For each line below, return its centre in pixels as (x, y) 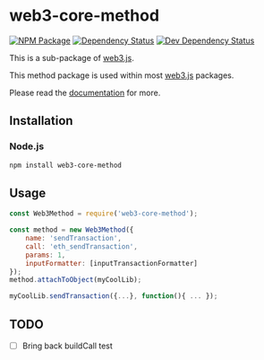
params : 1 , (46, 255)
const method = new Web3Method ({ (72, 230)
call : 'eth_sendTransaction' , (82, 246)
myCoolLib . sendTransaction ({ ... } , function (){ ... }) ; (114, 296)
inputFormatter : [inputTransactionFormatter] (112, 263)
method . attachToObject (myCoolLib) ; (76, 280)
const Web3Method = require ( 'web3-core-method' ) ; (104, 214)
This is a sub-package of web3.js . (72, 57)
